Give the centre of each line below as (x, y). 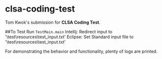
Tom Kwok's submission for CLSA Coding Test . (53, 22)
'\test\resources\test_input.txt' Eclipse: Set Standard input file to (69, 37)
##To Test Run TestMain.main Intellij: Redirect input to (59, 31)
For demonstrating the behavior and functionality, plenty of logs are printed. (81, 51)
